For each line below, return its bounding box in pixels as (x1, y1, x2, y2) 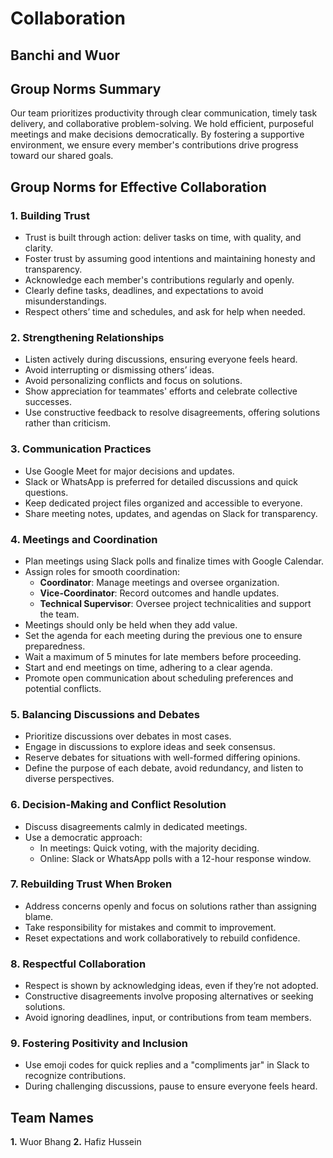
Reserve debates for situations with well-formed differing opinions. (24, 752, 301, 764)
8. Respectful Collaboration (10, 957, 147, 971)
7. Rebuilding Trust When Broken (10, 877, 173, 891)
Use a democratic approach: (24, 831, 143, 843)
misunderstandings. (24, 295, 107, 307)
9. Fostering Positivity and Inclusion (10, 1037, 188, 1051)
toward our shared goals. (10, 150, 114, 162)
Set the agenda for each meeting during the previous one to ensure (24, 629, 303, 641)
